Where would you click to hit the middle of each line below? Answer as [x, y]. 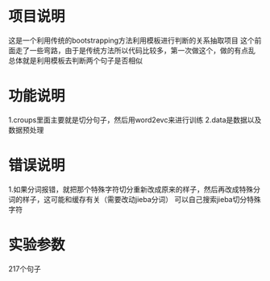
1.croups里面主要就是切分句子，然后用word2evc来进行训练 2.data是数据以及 [135, 120]
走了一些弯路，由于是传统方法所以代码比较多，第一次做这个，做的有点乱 [135, 50]
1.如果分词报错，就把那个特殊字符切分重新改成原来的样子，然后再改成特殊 [131, 189]
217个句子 [25, 269]
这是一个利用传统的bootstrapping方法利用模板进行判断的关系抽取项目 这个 [132, 40]
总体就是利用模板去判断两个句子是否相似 [75, 60]
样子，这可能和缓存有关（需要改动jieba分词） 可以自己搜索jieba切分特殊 [141, 199]
